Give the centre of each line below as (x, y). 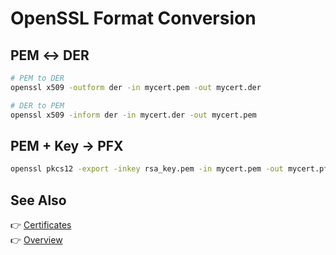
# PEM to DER (37, 78)
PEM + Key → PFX (67, 145)
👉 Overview (36, 240)
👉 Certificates (41, 225)
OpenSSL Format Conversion (133, 18)
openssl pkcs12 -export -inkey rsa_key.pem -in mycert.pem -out (147, 169)
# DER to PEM (37, 105)
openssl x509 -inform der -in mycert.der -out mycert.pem (133, 115)
